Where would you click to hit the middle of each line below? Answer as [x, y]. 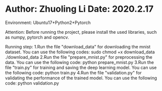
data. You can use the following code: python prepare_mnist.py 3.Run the [80, 62]
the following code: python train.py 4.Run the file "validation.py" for [73, 72]
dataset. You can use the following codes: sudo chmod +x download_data [80, 52]
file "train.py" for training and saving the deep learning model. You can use [81, 68]
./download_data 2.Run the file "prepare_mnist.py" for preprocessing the [79, 57]
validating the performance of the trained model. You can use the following [81, 78]
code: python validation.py [32, 83]
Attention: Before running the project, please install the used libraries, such [81, 32]
